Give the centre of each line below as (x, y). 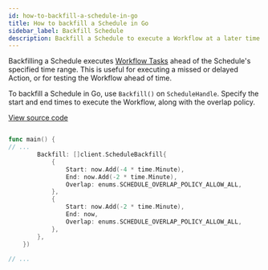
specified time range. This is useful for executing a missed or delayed (123, 70)
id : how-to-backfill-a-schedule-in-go (73, 16)
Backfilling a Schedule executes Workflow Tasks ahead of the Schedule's (130, 61)
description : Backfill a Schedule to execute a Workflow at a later (125, 38)
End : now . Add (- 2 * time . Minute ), (122, 177)
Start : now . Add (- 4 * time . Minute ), (125, 170)
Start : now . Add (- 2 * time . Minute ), (125, 207)
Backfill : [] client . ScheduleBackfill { (102, 154)
